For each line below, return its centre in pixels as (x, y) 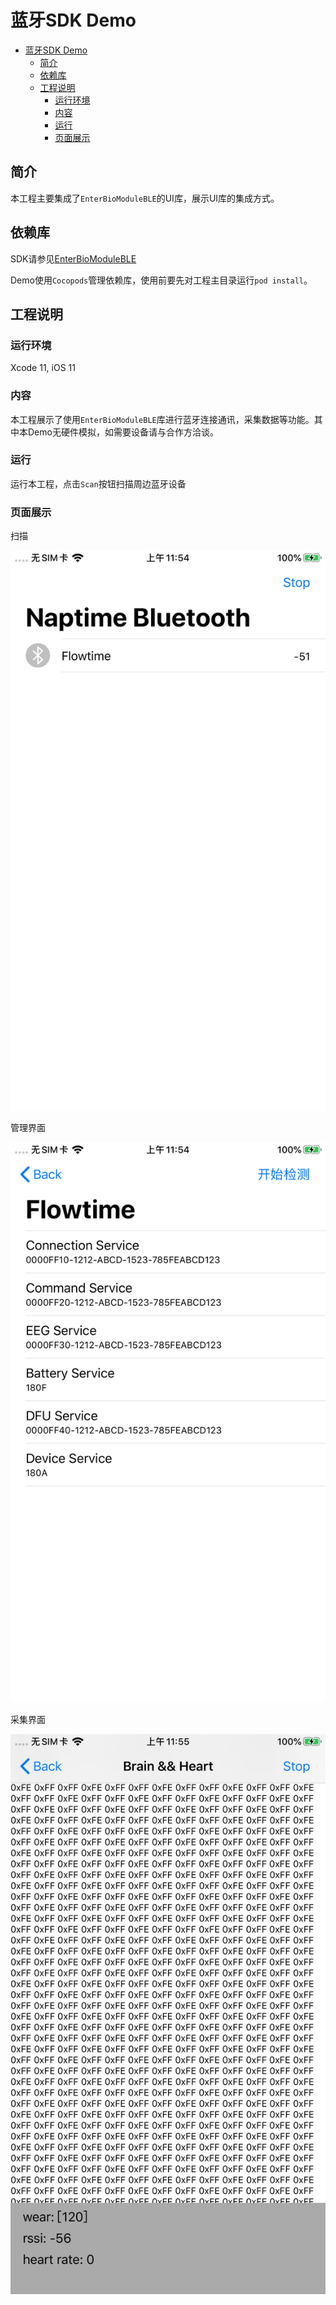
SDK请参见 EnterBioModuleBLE (73, 258)
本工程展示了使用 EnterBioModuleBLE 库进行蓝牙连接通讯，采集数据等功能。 (162, 419)
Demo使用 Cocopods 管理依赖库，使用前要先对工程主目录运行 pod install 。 (161, 280)
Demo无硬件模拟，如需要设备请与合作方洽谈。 (123, 432)
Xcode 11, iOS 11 (43, 368)
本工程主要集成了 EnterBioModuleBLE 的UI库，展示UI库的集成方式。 (145, 198)
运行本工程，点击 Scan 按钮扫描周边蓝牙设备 (98, 483)
